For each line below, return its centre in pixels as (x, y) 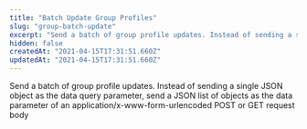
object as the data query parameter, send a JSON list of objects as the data (151, 95)
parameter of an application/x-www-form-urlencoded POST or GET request (152, 105)
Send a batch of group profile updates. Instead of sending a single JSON (146, 86)
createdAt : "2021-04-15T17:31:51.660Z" (85, 52)
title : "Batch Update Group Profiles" (83, 18)
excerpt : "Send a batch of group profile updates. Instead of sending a (151, 35)
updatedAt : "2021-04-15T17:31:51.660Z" (85, 60)
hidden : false (37, 43)
